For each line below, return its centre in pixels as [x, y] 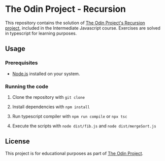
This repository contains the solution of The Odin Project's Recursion [75, 23]
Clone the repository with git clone [49, 97]
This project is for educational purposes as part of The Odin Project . [74, 153]
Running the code [27, 86]
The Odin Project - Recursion [66, 9]
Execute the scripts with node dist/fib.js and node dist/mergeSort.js [84, 126]
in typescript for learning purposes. [41, 33]
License [17, 141]
